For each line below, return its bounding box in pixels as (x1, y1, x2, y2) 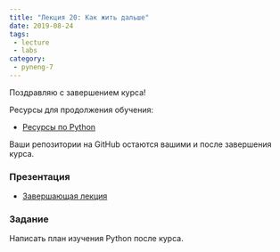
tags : (9, 29, 29, 38)
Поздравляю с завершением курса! (9, 86, 146, 98)
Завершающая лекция (21, 191, 108, 201)
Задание (9, 213, 49, 225)
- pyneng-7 (12, 63, 54, 72)
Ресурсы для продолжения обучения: (9, 104, 154, 115)
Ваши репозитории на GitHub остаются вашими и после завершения (9, 139, 272, 150)
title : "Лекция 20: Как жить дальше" (9, 12, 150, 22)
